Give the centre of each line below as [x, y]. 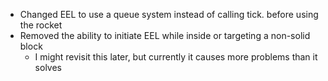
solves [48, 67]
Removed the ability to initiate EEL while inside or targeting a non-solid [165, 35]
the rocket [41, 25]
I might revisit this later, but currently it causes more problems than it [176, 57]
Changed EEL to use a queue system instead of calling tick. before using [169, 14]
